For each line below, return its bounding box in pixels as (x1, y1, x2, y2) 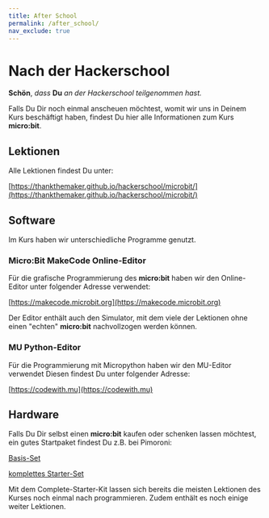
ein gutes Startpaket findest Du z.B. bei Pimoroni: (8, 437, 172, 448)
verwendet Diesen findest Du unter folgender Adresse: (8, 369, 191, 378)
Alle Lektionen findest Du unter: (8, 166, 114, 176)
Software (8, 213, 56, 227)
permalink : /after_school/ (8, 19, 99, 27)
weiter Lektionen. (8, 502, 66, 512)
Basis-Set (8, 453, 41, 463)
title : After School (8, 11, 78, 20)
